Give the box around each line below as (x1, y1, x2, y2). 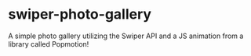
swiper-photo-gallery (8, 5, 151, 23)
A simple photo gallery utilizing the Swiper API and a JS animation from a (8, 31, 244, 40)
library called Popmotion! (8, 39, 89, 48)
